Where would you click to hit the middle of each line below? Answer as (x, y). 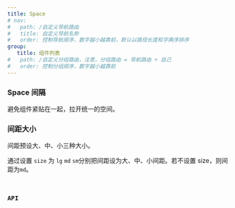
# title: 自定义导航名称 (43, 33)
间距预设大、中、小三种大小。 (50, 146)
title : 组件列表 (38, 54)
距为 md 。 (20, 169)
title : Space (26, 14)
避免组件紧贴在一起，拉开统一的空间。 (63, 109)
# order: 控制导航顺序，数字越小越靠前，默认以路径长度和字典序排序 (98, 40)
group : (17, 47)
